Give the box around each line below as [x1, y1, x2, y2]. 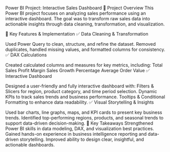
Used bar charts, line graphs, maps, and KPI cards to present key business [5, 109, 162, 115]
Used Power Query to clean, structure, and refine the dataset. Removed [5, 41, 156, 47]
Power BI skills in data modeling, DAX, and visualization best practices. [5, 126, 154, 132]
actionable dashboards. [5, 142, 55, 147]
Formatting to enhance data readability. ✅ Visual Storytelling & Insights [5, 99, 154, 105]
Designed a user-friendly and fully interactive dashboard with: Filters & [5, 83, 154, 89]
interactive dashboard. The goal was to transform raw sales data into [5, 16, 151, 21]
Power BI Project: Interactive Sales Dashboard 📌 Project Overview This [5, 5, 154, 11]
